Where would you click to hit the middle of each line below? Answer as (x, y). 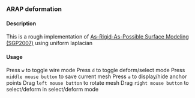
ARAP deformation (34, 9)
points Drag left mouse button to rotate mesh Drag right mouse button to (97, 83)
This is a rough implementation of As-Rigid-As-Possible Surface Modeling (97, 37)
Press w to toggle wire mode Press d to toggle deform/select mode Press (96, 70)
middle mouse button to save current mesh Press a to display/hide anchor (97, 76)
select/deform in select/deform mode (52, 90)
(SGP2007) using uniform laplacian (49, 43)
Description (21, 23)
